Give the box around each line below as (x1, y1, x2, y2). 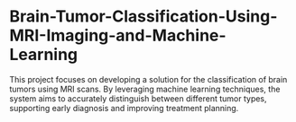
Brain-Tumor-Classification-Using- (9, 6, 278, 27)
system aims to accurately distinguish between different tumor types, (9, 92, 268, 104)
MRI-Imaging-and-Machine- (9, 25, 227, 46)
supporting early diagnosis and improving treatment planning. (9, 102, 239, 113)
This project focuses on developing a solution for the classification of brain (9, 74, 288, 84)
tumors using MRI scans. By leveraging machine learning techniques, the (9, 83, 281, 94)
